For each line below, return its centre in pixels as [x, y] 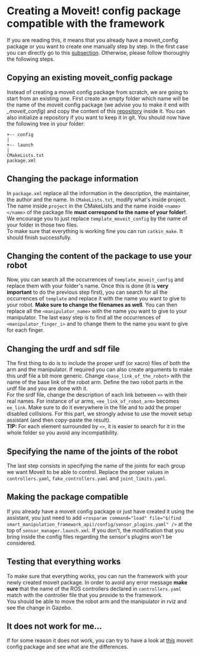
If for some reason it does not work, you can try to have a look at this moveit [100, 641]
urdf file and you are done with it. [47, 388]
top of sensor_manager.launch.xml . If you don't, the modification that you [96, 530]
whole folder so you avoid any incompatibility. [63, 433]
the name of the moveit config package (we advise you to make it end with [98, 105]
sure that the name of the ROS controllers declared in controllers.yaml [94, 588]
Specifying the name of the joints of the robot [93, 451]
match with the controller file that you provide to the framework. [85, 595]
